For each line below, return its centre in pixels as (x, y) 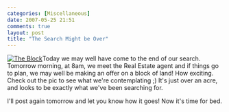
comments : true (29, 26)
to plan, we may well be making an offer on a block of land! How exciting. (110, 74)
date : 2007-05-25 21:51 (41, 20)
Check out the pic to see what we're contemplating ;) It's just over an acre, (112, 80)
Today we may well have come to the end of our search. (121, 58)
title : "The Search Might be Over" (58, 39)
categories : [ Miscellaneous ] (49, 13)
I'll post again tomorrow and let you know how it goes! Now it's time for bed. (115, 101)
